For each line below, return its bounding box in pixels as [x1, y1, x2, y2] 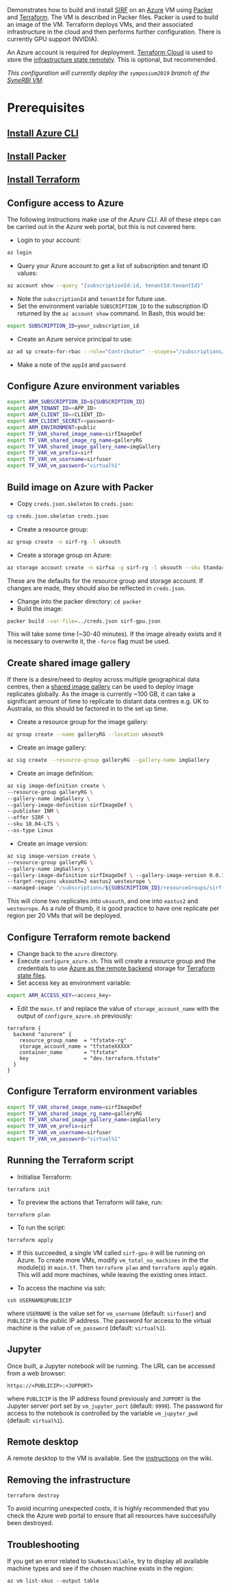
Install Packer [7, 150, 66, 162]
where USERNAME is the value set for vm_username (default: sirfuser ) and [7, 1309, 207, 1317]
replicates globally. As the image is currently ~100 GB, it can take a [7, 690, 196, 698]
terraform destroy [7, 1492, 60, 1499]
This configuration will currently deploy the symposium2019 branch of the [7, 69, 210, 77]
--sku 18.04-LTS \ [7, 821, 60, 828]
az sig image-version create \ [7, 852, 97, 859]
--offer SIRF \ [7, 814, 51, 822]
